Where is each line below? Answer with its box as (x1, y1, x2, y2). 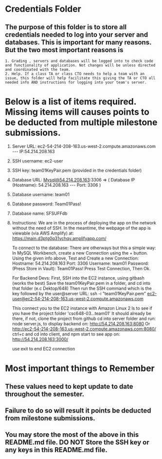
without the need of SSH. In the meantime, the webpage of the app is (12, 225, 151, 231)
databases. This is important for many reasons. (5, 38, 152, 46)
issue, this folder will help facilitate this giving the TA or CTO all (5, 76, 156, 80)
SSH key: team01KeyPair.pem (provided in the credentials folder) (12, 167, 142, 173)
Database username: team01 (12, 191, 70, 197)
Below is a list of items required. (5, 96, 137, 107)
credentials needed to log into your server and (5, 30, 148, 39)
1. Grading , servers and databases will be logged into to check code (5, 59, 153, 63)
